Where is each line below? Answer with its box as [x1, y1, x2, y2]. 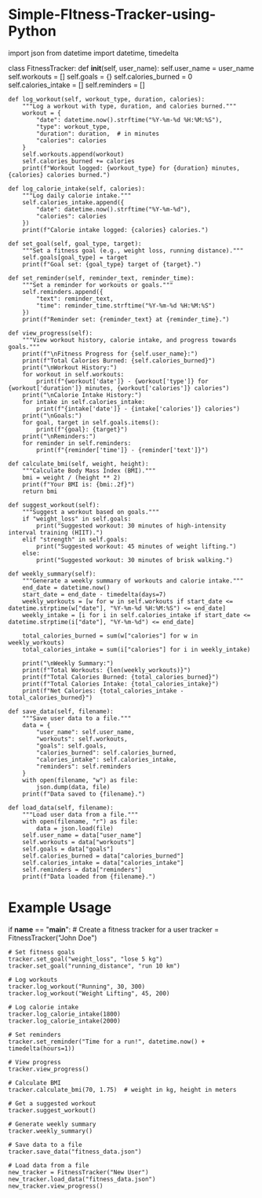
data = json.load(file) [36, 824, 114, 832]
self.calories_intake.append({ [22, 198, 125, 206]
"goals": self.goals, [36, 741, 107, 750]
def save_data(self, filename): [8, 707, 114, 715]
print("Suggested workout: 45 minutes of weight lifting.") [36, 542, 237, 550]
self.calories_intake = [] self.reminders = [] [8, 80, 145, 90]
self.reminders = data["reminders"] [22, 865, 143, 873]
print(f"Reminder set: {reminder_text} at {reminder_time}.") [22, 315, 230, 323]
